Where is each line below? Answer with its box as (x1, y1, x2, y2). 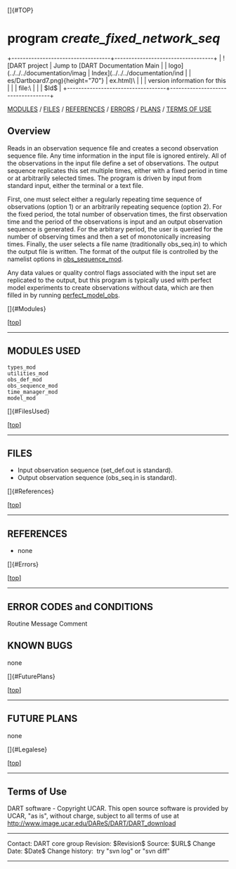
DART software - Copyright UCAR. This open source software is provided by (7, 804, 228, 813)
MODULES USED (7, 345, 81, 357)
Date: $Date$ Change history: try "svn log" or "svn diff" (7, 847, 171, 856)
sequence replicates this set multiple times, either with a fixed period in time (7, 166, 228, 175)
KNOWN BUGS (7, 640, 73, 652)
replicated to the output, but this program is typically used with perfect (7, 276, 212, 284)
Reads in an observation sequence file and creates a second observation (7, 144, 219, 152)
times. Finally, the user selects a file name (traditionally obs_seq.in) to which (7, 239, 228, 248)
